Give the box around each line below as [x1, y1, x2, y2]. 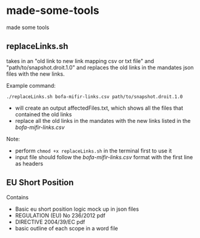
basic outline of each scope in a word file [15, 225, 118, 232]
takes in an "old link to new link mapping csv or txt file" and [6, 57, 155, 64]
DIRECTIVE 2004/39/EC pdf [15, 218, 85, 225]
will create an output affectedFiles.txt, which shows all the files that [15, 104, 184, 111]
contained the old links [15, 110, 72, 118]
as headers [15, 160, 44, 167]
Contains [6, 193, 29, 200]
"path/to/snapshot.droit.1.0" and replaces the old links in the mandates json [6, 64, 194, 71]
